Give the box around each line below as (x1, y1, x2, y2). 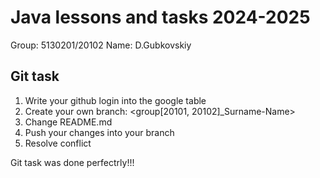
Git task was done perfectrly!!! (10, 156, 135, 168)
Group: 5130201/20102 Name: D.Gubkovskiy (10, 39, 192, 51)
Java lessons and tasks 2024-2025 (10, 6, 311, 29)
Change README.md (24, 116, 113, 128)
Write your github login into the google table (24, 94, 207, 106)
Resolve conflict (24, 137, 92, 149)
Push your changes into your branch (24, 126, 175, 138)
